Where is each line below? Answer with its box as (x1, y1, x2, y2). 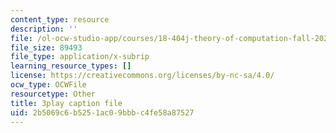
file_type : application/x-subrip (10, 52, 150, 62)
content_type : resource (10, 14, 110, 25)
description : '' (10, 24, 78, 34)
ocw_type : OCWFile (10, 80, 87, 90)
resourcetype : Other (10, 89, 97, 99)
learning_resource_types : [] (10, 61, 132, 71)
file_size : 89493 (10, 42, 83, 53)
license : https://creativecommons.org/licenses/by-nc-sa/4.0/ (10, 71, 275, 81)
